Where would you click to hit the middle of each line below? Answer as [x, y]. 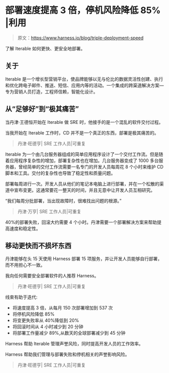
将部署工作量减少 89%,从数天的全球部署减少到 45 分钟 [69, 333]
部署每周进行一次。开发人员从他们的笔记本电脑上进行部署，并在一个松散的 [82, 184]
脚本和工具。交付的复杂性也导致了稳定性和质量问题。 [60, 173]
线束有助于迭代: [21, 297]
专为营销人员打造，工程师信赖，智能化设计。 [52, 92]
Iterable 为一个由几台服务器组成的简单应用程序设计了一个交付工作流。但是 [82, 154]
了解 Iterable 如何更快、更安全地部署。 [45, 48]
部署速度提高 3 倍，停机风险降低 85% [83, 10]
